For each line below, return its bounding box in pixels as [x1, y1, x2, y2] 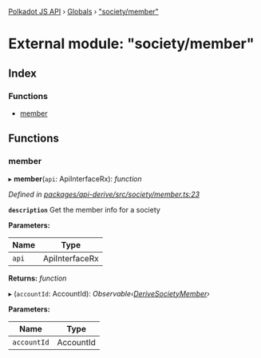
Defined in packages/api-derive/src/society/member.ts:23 [8, 189, 200, 199]
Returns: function [8, 273, 67, 283]
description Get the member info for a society [8, 205, 161, 214]
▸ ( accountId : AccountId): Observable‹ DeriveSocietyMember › [8, 288, 210, 298]
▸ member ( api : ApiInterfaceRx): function [8, 173, 142, 183]
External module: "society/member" [8, 35, 255, 53]
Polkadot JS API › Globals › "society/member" [8, 7, 160, 16]
